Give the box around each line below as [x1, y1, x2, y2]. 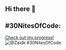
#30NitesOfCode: [5, 22, 61, 30]
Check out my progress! [5, 35, 54, 41]
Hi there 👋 [5, 5, 36, 13]
